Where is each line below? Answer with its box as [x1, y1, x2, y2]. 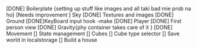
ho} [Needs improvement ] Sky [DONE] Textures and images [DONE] [6, 11, 174, 18]
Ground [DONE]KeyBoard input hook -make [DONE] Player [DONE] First [6, 18, 182, 24]
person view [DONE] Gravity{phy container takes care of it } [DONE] [6, 24, 173, 31]
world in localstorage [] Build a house [6, 37, 97, 43]
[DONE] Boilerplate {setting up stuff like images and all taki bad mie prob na [6, 5, 191, 12]
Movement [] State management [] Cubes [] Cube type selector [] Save [6, 30, 180, 37]
